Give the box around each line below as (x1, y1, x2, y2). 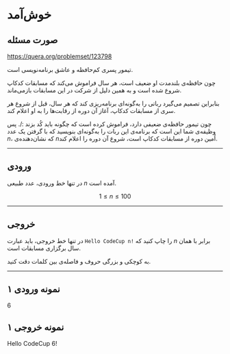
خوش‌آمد (7, 7, 52, 23)
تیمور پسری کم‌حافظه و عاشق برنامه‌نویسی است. (7, 66, 133, 73)
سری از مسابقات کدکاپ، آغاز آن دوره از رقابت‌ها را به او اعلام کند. (7, 107, 176, 114)
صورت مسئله (7, 34, 58, 46)
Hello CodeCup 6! (7, 340, 57, 348)
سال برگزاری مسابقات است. (7, 244, 81, 252)
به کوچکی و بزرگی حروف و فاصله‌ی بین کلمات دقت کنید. (7, 257, 151, 265)
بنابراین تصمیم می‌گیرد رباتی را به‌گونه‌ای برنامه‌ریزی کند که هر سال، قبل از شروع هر (7, 99, 220, 108)
